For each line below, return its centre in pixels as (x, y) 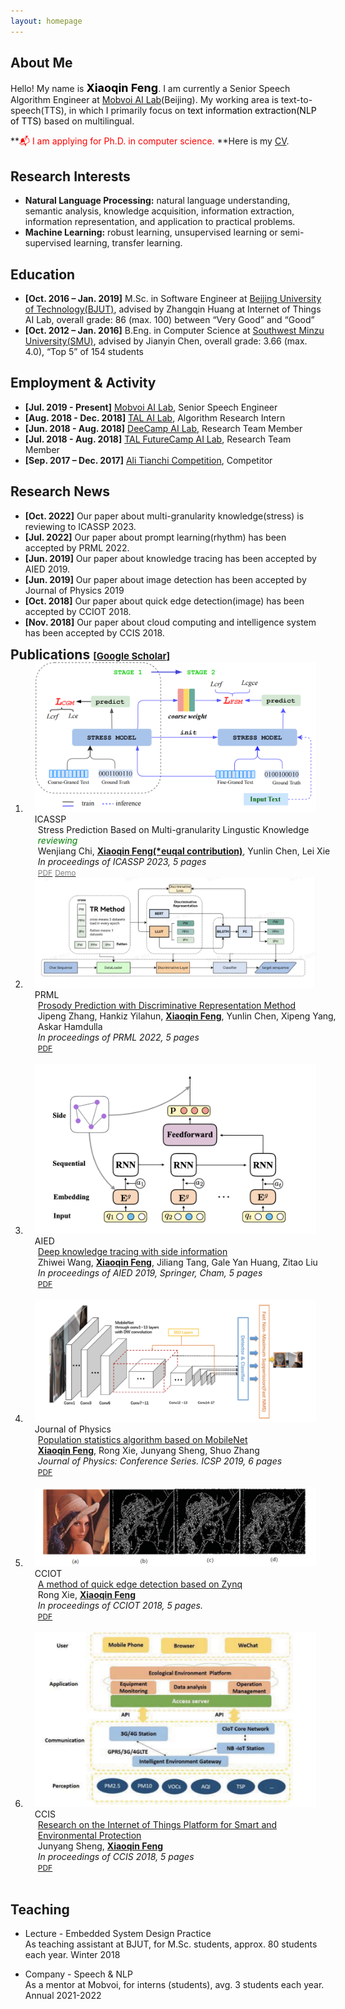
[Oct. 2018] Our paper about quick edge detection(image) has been (164, 601)
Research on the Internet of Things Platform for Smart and (157, 1825)
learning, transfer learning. (128, 243)
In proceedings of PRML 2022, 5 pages (118, 1037)
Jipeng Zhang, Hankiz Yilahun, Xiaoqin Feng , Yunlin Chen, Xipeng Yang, (187, 1016)
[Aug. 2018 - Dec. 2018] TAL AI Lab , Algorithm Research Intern (155, 417)
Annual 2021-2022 (63, 1995)
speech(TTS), (38, 111)
